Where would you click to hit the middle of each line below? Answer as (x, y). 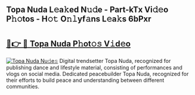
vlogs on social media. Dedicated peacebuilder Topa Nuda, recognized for (97, 74)
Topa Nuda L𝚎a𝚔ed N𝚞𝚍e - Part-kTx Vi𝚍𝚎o (87, 10)
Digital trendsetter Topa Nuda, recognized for (115, 61)
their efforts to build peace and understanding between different (85, 80)
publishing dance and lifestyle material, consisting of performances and (95, 67)
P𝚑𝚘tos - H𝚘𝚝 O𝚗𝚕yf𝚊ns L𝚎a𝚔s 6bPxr (79, 19)
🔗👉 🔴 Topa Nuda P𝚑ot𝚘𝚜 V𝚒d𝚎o (69, 44)
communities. (23, 86)
